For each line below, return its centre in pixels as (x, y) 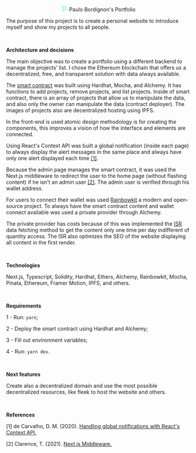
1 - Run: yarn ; (22, 317)
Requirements (24, 306)
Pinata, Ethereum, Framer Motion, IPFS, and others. (68, 283)
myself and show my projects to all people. (58, 27)
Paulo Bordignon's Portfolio (102, 9)
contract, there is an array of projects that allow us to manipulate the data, (96, 98)
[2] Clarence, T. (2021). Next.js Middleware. (59, 444)
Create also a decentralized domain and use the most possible (82, 386)
